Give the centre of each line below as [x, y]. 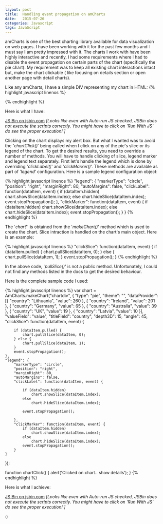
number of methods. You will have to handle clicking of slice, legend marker [81, 156]
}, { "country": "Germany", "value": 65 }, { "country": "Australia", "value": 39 [81, 306]
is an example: [19, 237]
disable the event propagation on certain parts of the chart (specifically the [80, 62]
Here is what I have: [25, 111]
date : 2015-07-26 [25, 19]
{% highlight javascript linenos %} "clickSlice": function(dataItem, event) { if [81, 247]
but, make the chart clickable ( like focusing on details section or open [75, 73]
